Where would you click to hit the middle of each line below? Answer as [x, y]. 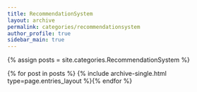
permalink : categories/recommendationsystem [74, 27]
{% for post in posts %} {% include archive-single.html [87, 74]
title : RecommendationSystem [50, 14]
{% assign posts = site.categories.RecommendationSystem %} [99, 60]
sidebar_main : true [36, 40]
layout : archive [31, 20]
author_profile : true [39, 33]
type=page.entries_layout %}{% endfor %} [70, 81]
